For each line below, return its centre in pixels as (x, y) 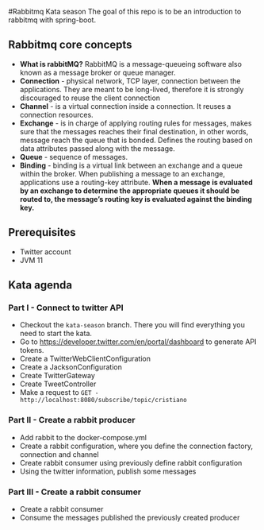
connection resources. (56, 114)
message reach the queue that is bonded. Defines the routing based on (136, 140)
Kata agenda (40, 285)
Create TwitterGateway (57, 376)
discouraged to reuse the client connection (90, 98)
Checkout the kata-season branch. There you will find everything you (132, 325)
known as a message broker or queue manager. (98, 72)
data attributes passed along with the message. (98, 148)
